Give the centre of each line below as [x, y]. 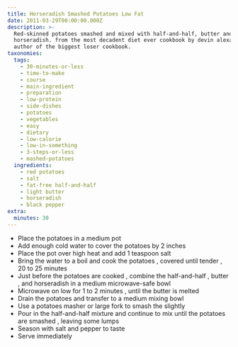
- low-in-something [49, 146]
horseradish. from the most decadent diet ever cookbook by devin [114, 40]
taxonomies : [25, 54]
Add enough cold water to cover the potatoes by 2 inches [102, 246]
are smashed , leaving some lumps [68, 321]
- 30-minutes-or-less [52, 67]
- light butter [42, 192]
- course [33, 80]
